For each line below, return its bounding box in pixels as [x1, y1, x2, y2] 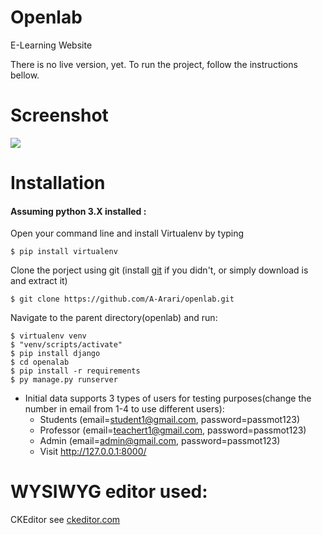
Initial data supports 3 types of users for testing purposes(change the [24, 392, 312, 405]
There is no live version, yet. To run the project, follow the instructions [10, 58, 298, 70]
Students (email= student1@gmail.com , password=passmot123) [39, 414, 301, 426]
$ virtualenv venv [10, 331, 87, 341]
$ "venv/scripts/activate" [10, 340, 123, 350]
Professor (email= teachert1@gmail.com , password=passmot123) [39, 424, 307, 436]
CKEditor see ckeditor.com [10, 514, 121, 526]
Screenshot [10, 104, 109, 127]
